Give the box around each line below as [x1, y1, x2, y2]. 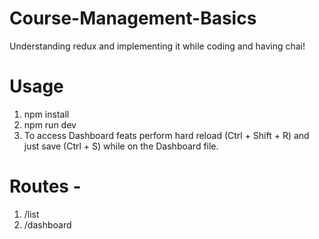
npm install [23, 108, 70, 120]
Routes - [9, 175, 82, 198]
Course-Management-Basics [9, 7, 257, 30]
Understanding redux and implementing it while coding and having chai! [9, 40, 306, 52]
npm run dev [23, 118, 77, 131]
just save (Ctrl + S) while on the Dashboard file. [23, 140, 219, 152]
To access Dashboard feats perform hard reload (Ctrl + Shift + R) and [23, 129, 310, 141]
